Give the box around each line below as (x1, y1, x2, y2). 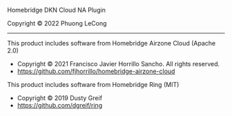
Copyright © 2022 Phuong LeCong (7, 19, 107, 27)
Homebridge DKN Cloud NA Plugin (7, 6, 106, 14)
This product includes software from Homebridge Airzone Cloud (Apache (7, 39, 216, 47)
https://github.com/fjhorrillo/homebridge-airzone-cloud (17, 67, 175, 75)
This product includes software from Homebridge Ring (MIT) (7, 81, 180, 88)
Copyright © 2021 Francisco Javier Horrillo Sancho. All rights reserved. (17, 60, 220, 68)
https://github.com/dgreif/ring (17, 101, 102, 109)
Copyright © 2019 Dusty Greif (17, 94, 102, 102)
